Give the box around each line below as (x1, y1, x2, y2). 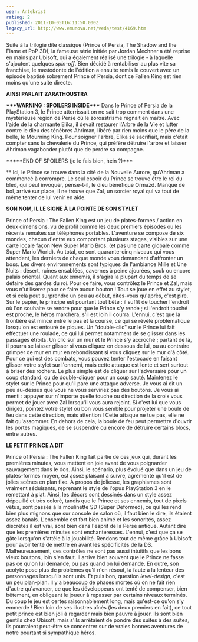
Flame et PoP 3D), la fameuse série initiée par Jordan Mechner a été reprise (6, 48, 190, 55)
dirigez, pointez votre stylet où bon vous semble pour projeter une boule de (6, 406, 190, 413)
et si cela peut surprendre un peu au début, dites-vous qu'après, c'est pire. (6, 292, 189, 299)
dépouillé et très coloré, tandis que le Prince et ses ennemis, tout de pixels (6, 497, 187, 504)
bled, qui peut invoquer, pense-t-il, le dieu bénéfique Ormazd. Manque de (6, 181, 186, 189)
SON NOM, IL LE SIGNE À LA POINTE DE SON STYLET (6, 205, 138, 213)
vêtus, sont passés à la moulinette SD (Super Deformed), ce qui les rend (6, 504, 181, 511)
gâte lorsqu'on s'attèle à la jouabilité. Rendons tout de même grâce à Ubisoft (6, 535, 192, 542)
